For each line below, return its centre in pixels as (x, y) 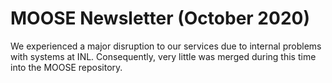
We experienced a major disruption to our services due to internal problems (166, 46)
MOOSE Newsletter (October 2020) (160, 18)
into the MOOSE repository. (66, 67)
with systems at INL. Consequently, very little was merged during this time (163, 56)
